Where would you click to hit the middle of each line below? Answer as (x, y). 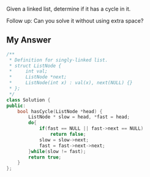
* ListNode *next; (38, 77)
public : (16, 106)
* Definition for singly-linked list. (58, 60)
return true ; (45, 157)
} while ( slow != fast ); (57, 151)
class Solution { (28, 100)
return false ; (68, 135)
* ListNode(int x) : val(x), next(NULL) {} (71, 83)
